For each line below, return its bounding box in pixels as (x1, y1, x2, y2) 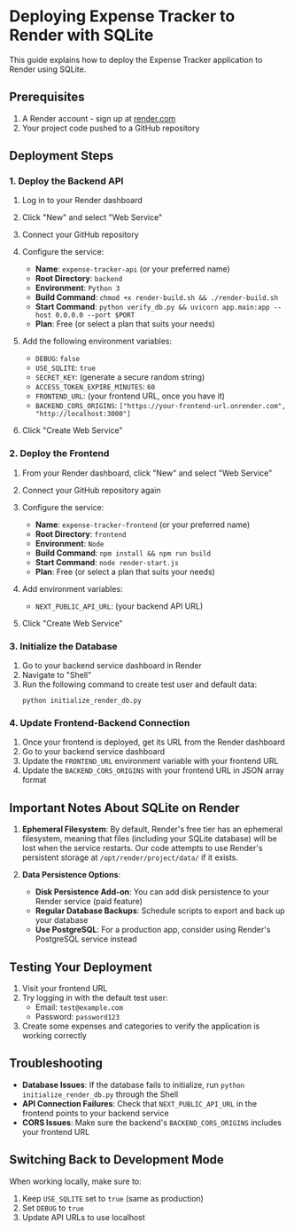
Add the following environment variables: (21, 335, 173, 347)
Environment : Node (35, 538, 104, 548)
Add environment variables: (21, 583, 123, 594)
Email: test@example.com (35, 1001, 124, 1013)
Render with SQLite (9, 25, 154, 45)
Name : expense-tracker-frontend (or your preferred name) (35, 519, 251, 530)
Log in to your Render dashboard (21, 195, 143, 206)
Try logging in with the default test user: (21, 992, 168, 1003)
